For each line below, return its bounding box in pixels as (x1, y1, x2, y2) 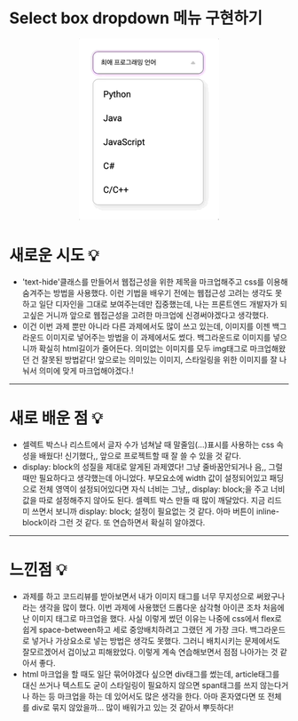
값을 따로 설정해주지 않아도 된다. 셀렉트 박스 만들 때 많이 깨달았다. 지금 (21, 494, 266, 505)
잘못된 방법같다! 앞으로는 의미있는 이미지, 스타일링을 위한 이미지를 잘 (41, 354, 278, 365)
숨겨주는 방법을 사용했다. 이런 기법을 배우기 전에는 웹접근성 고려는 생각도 (21, 287, 273, 298)
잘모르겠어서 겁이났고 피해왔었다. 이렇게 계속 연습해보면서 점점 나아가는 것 (21, 646, 278, 657)
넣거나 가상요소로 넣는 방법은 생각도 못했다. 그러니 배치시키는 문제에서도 (31, 635, 281, 645)
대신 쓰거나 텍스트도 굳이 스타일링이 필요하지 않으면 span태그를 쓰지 (21, 679, 259, 690)
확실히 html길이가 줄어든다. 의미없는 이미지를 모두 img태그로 (38, 343, 248, 354)
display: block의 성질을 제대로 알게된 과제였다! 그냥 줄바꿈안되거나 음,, (21, 461, 267, 472)
